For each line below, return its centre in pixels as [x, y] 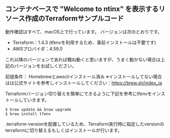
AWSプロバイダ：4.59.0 [38, 49]
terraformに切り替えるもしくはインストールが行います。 [64, 130]
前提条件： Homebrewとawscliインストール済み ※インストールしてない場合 [84, 76]
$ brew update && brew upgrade [38, 109]
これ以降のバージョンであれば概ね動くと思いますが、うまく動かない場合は [83, 59]
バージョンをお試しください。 [45, 66]
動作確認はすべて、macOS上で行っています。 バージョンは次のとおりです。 [84, 31]
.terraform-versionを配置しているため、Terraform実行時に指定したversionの [85, 124]
